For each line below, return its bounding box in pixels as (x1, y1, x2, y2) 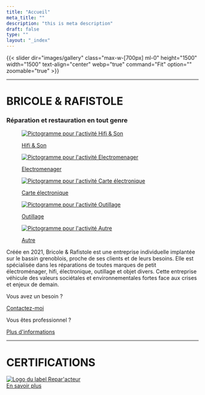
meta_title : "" (6, 15, 45, 21)
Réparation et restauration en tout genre (6, 116, 128, 125)
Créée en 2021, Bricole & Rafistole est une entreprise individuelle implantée (6, 248, 195, 256)
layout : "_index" (6, 37, 51, 43)
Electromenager (21, 166, 62, 173)
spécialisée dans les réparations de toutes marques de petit (6, 261, 157, 269)
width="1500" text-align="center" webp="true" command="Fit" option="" (6, 61, 192, 68)
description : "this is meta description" (6, 20, 113, 26)
